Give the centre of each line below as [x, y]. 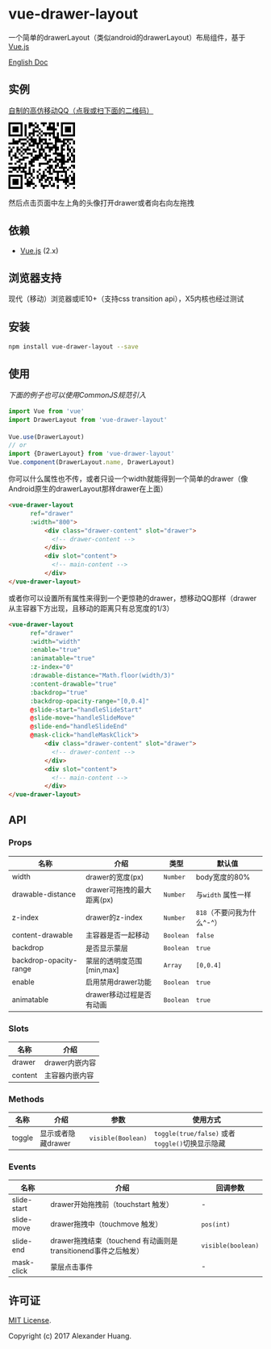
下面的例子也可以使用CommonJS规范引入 [77, 395]
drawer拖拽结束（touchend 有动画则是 [114, 1240]
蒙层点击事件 [72, 1267]
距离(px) [100, 900]
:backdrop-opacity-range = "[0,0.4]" [90, 701]
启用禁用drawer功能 [119, 982]
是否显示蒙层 [107, 948]
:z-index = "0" [52, 667]
